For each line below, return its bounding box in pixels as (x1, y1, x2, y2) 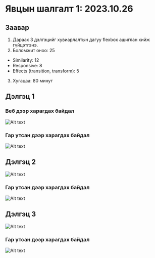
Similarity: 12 (12, 57, 39, 63)
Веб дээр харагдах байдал (5, 107, 74, 114)
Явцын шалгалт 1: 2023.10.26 (5, 3, 133, 15)
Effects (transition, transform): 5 (12, 68, 79, 74)
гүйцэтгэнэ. (12, 42, 38, 48)
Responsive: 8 (12, 63, 42, 68)
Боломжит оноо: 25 (12, 48, 55, 53)
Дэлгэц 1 (5, 92, 35, 101)
